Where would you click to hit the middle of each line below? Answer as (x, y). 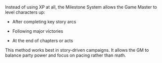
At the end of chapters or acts (43, 41)
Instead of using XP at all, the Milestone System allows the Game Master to (81, 7)
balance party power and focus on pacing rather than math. (66, 55)
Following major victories (38, 31)
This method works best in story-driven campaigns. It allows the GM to (77, 50)
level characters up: (25, 12)
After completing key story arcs (44, 22)
